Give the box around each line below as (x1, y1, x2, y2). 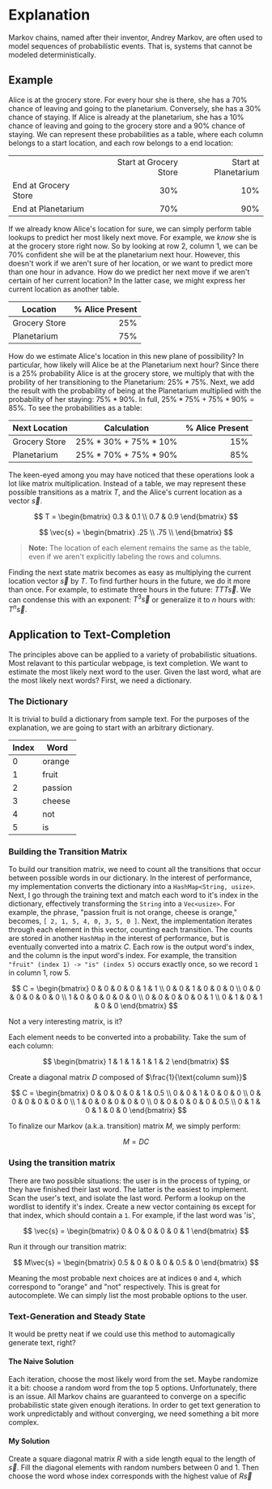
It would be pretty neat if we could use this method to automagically (8, 1329, 236, 1339)
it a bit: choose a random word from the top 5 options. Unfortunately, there (8, 1383, 257, 1393)
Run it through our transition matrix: (8, 1241, 127, 1251)
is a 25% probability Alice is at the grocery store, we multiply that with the (8, 368, 255, 378)
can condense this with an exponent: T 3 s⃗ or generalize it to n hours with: (8, 593, 256, 604)
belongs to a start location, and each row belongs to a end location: (8, 138, 233, 148)
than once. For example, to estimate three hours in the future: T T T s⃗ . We (8, 585, 252, 594)
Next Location (12, 422, 68, 434)
